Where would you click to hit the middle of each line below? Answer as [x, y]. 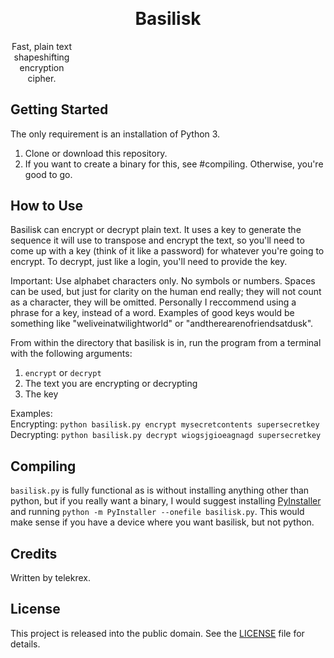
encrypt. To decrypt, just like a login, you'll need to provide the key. [149, 262]
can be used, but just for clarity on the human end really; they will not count [166, 292]
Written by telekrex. [51, 577]
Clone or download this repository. [96, 153]
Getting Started [59, 109]
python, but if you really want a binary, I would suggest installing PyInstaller [166, 501]
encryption [42, 67]
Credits [34, 553]
